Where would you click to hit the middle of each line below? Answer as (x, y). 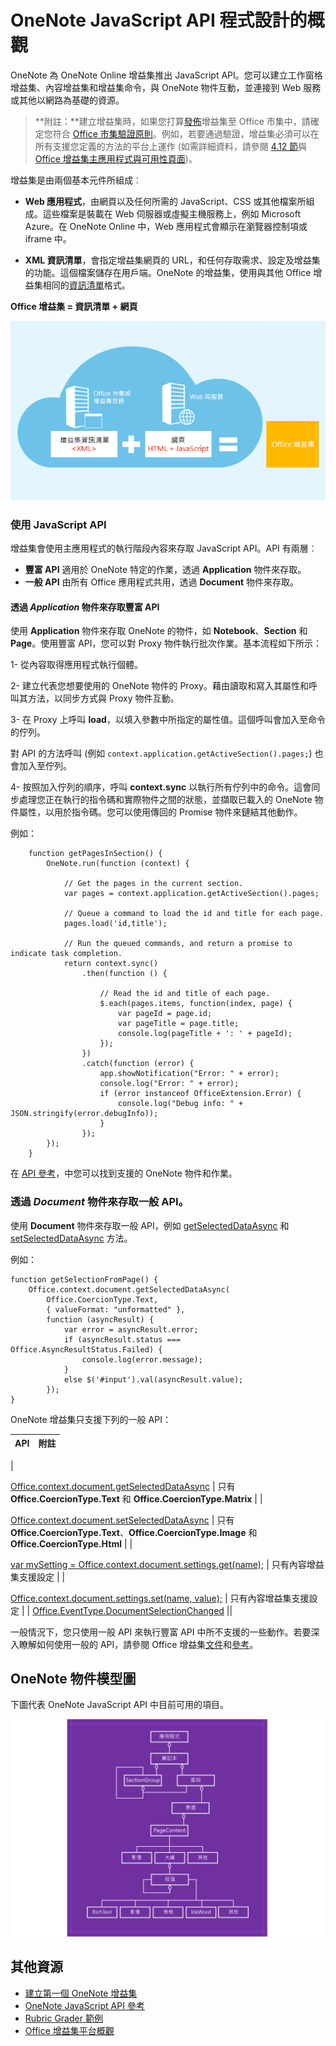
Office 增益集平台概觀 (69, 2030)
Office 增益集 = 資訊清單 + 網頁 (74, 306)
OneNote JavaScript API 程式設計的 (159, 20)
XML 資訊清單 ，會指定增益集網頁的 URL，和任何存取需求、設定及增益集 (172, 260)
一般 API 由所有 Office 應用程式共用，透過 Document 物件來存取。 (161, 582)
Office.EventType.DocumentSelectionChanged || (132, 1610)
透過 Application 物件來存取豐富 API (85, 607)
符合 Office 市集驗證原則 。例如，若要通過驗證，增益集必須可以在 (186, 133)
